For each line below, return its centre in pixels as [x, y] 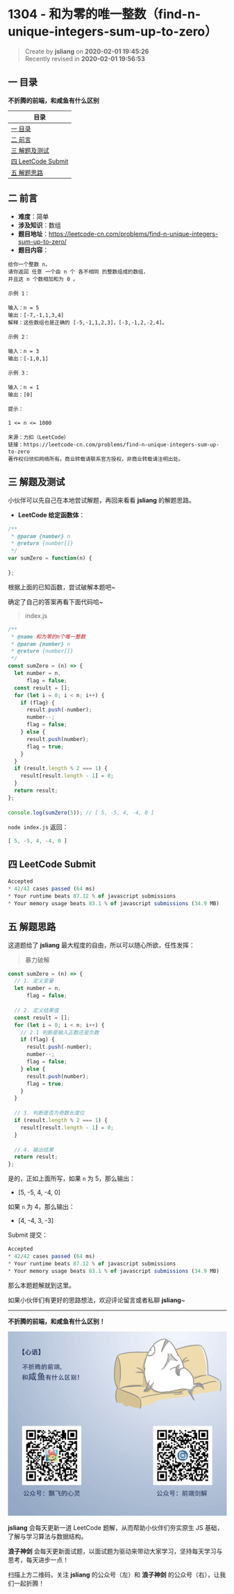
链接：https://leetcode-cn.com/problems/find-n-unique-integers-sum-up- [114, 445]
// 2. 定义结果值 [36, 1010]
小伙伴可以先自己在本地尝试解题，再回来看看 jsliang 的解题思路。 [101, 500]
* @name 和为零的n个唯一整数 [48, 637]
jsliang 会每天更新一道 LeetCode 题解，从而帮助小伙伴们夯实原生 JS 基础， [116, 1527]
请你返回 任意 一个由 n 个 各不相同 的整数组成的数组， [78, 272]
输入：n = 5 [24, 308]
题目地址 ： [33, 234]
